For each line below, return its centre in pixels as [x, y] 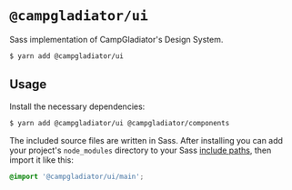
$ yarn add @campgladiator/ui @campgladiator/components [120, 123]
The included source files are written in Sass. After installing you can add [146, 140]
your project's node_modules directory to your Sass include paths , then [141, 150]
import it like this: [42, 160]
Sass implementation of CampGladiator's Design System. [116, 39]
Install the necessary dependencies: [77, 106]
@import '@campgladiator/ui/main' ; [77, 176]
